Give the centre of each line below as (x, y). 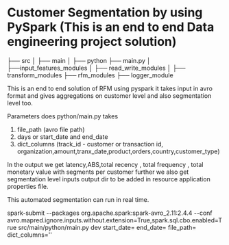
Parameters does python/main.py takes (63, 116)
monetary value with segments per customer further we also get (98, 172)
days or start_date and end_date (62, 137)
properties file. (28, 186)
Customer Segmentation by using (105, 13)
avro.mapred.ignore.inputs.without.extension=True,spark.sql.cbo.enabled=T (115, 220)
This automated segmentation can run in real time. (78, 199)
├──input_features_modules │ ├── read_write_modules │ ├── (96, 68)
